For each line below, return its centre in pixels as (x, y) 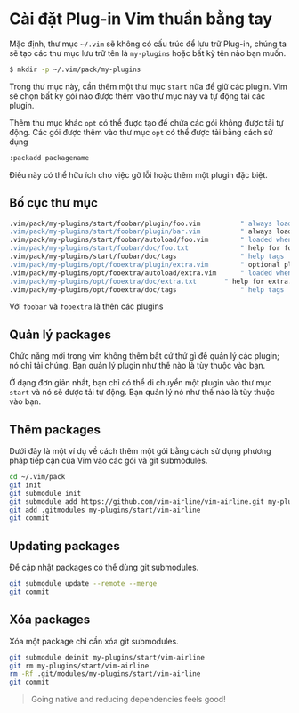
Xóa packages (50, 620)
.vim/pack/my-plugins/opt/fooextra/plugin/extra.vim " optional (145, 264)
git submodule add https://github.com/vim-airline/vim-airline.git (137, 502)
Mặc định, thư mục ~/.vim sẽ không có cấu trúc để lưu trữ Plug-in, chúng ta (148, 44)
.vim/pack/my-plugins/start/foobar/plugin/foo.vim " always (141, 223)
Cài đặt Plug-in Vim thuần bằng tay (141, 19)
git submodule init (45, 493)
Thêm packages (55, 429)
